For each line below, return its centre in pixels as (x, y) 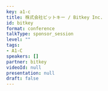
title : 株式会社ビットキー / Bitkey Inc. (55, 17)
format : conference (31, 28)
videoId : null (24, 67)
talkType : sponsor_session (40, 34)
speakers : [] (22, 56)
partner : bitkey (26, 62)
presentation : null (31, 73)
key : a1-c (19, 12)
